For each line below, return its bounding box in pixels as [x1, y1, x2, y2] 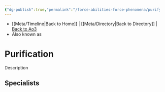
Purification [4, 48, 54, 60]
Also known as [11, 31, 42, 37]
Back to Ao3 [11, 26, 37, 32]
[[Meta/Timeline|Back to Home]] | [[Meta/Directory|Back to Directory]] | [11, 21, 158, 27]
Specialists [4, 79, 40, 87]
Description [4, 64, 28, 70]
